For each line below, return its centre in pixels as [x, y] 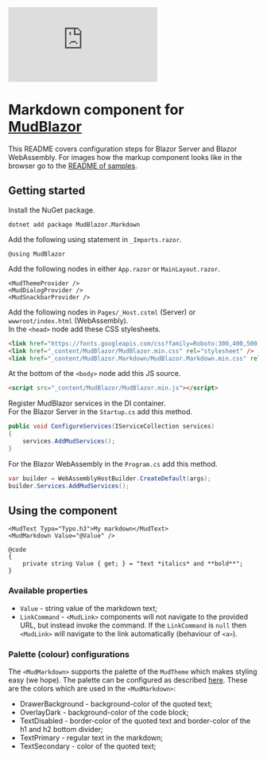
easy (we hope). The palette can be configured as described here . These [128, 679]
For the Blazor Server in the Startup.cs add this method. [101, 412]
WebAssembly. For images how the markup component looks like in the [125, 157]
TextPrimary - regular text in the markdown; [91, 737]
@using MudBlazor [37, 254]
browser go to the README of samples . [73, 166]
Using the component [63, 510]
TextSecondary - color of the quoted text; [88, 746]
